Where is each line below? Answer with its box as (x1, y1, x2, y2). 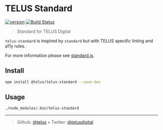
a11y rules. (5, 43, 26, 49)
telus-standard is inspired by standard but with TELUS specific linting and (5, 37, 153, 44)
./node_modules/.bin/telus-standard (5, 106, 79, 111)
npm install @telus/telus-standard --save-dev (5, 79, 101, 84)
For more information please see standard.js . (5, 52, 95, 58)
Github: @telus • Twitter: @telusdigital (16, 119, 94, 125)
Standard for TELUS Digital (16, 28, 71, 34)
